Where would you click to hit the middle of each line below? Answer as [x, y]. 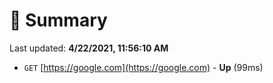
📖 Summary [58, 20]
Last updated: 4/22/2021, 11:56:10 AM [89, 48]
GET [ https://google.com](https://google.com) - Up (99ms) [143, 67]
